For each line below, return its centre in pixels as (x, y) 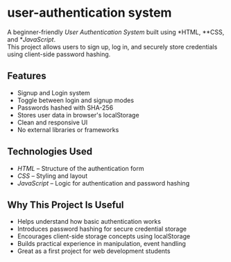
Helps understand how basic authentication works (89, 222)
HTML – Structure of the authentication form (80, 168)
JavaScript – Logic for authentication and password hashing (103, 183)
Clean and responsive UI (52, 122)
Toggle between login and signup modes (75, 100)
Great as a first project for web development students (94, 251)
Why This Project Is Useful (66, 205)
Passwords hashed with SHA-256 (65, 107)
